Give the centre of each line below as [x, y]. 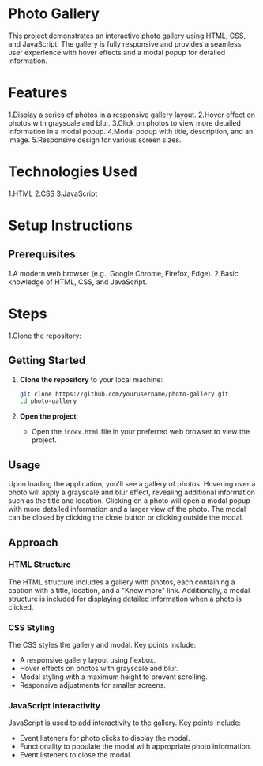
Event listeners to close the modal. [76, 755]
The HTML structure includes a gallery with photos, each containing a [122, 582]
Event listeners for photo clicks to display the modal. [105, 738]
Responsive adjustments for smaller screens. [92, 685]
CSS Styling [32, 627]
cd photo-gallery [48, 401]
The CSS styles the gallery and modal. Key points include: [102, 645]
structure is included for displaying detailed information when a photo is [125, 599]
